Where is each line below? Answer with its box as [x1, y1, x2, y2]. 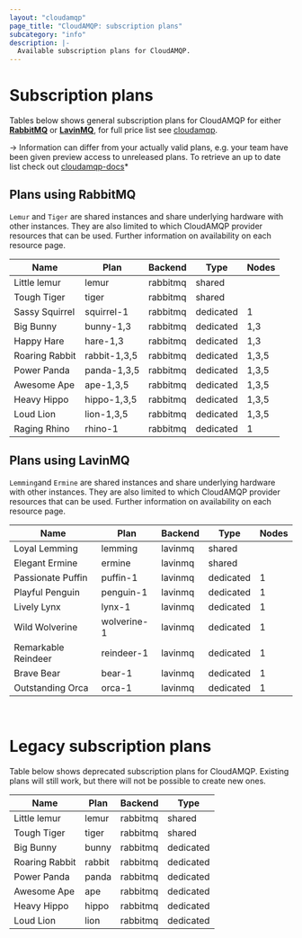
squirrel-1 [84, 305, 129, 317]
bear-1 [101, 666, 133, 679]
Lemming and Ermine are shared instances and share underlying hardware [9, 477, 276, 487]
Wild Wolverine [13, 621, 78, 633]
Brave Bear [13, 666, 61, 679]
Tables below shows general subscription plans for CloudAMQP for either [9, 115, 281, 126]
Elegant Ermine [13, 557, 78, 569]
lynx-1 [101, 600, 131, 612]
